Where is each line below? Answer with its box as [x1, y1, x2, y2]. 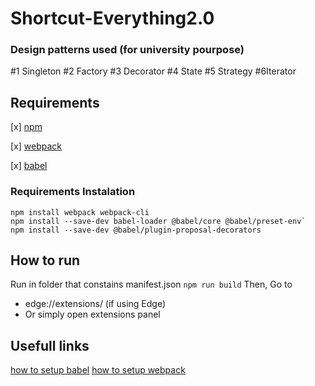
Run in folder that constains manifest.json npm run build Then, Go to [10, 278, 293, 291]
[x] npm [10, 121, 43, 133]
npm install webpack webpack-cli [10, 207, 150, 217]
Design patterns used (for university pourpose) [10, 43, 245, 57]
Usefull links [10, 337, 90, 354]
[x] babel [10, 160, 48, 172]
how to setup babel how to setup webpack [10, 364, 186, 376]
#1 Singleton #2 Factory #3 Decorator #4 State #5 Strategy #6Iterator [10, 65, 297, 77]
